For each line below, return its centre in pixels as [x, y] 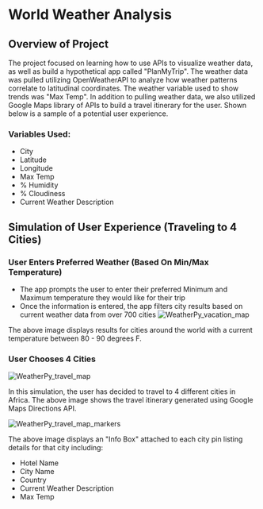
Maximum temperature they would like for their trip [103, 297]
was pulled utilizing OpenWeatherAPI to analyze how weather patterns [123, 80]
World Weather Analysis [90, 15]
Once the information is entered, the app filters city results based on [131, 306]
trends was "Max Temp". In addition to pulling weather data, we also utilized [132, 96]
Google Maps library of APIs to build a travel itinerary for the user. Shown [128, 105]
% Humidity [39, 185]
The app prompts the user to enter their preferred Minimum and [124, 289]
